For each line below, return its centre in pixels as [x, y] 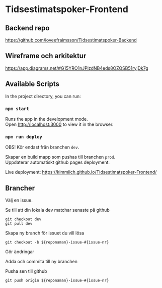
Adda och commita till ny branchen [42, 262]
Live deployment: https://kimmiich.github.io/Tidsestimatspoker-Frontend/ [81, 172]
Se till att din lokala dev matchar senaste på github [57, 210]
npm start [17, 109]
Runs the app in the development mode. [47, 119]
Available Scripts [32, 84]
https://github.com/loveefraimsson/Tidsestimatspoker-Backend [71, 40]
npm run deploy [24, 137]
